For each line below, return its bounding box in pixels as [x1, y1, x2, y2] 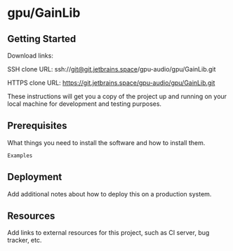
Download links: [7, 51, 54, 60]
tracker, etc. [7, 236, 42, 245]
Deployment [7, 171, 62, 183]
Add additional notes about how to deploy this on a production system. [7, 189, 212, 198]
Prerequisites [7, 120, 67, 132]
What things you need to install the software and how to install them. [7, 138, 206, 147]
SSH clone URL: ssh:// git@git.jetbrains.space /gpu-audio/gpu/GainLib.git [7, 65, 216, 73]
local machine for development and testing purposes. [7, 100, 162, 108]
